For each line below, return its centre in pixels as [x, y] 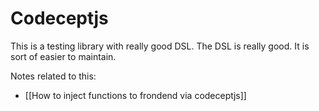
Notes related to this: [53, 76]
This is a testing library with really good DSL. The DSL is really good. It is [160, 46]
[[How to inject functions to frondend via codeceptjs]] [135, 95]
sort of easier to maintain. [63, 56]
